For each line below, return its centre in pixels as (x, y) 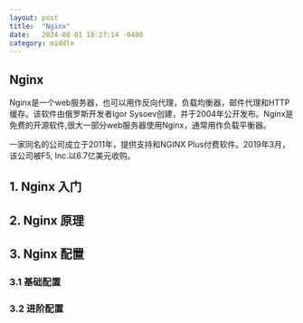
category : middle (42, 43)
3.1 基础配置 (35, 282)
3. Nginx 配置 (47, 254)
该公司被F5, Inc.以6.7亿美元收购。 (72, 156)
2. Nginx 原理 (47, 220)
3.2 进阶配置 (37, 309)
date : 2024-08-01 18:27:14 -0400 (76, 34)
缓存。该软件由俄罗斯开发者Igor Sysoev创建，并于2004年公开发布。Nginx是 (151, 114)
